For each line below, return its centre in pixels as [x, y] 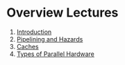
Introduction [34, 32]
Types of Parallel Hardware [56, 54]
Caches [27, 46]
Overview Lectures [62, 13]
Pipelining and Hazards [50, 39]
